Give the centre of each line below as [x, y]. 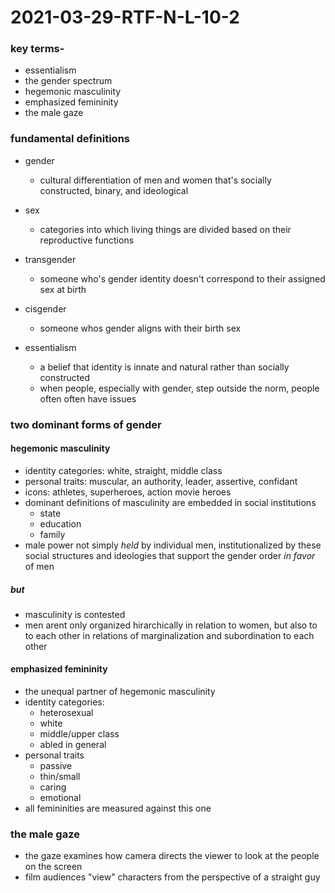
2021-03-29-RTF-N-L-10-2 [125, 17]
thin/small [60, 777]
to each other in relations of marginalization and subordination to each [169, 635]
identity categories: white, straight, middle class [123, 470]
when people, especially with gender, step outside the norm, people [179, 388]
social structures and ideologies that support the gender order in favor [170, 555]
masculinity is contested [75, 614]
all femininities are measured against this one [118, 808]
